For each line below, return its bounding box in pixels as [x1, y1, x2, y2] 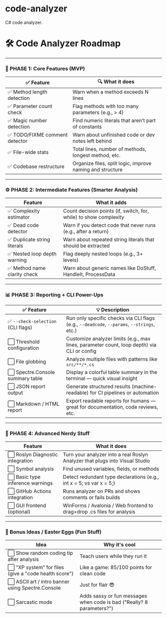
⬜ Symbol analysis [7, 465, 54, 472]
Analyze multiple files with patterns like [66, 355, 158, 362]
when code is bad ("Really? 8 [79, 599, 148, 606]
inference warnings [7, 480, 53, 487]
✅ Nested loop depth [7, 251, 57, 258]
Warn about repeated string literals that [63, 236, 155, 243]
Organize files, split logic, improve [72, 160, 152, 167]
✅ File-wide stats [7, 149, 49, 156]
